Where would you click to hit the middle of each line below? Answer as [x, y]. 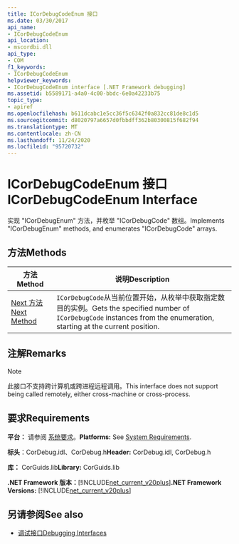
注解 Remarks [37, 354]
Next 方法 [27, 303]
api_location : [28, 41]
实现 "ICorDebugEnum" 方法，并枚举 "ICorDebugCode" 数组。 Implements [116, 221]
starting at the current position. [108, 326]
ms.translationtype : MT [43, 127]
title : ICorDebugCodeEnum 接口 [53, 14]
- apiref [20, 107]
